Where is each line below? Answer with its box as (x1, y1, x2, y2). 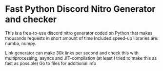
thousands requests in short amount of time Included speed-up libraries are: (5, 35, 159, 41)
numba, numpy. (5, 40, 37, 46)
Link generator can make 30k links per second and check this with (5, 50, 139, 56)
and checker (5, 14, 57, 25)
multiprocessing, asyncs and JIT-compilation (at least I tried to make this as (5, 55, 157, 61)
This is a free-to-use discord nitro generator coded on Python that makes (5, 30, 153, 36)
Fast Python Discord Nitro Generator (5, 3, 156, 15)
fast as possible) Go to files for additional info (5, 60, 97, 66)
